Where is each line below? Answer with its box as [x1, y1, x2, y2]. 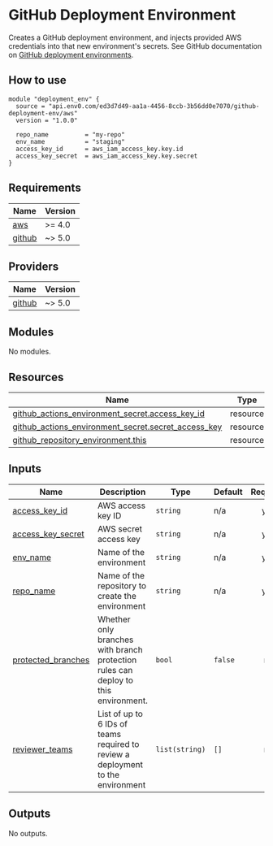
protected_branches [12, 654, 90, 666]
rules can [97, 664, 133, 675]
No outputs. [8, 828, 48, 838]
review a [97, 748, 130, 760]
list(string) [155, 744, 206, 753]
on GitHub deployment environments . [8, 50, 134, 59]
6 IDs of [97, 718, 128, 729]
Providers [8, 259, 59, 273]
